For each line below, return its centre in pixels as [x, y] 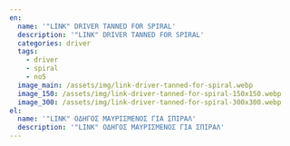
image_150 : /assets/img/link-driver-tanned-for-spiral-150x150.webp [150, 93]
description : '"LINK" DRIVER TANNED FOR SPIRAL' [111, 34]
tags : [28, 52]
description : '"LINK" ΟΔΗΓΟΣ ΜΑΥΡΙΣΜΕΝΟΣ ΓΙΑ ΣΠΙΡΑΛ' [121, 128]
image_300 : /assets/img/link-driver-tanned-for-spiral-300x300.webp [150, 102]
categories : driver [54, 43]
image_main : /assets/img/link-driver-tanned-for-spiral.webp [135, 85]
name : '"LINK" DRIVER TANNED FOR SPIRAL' [97, 26]
